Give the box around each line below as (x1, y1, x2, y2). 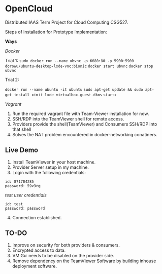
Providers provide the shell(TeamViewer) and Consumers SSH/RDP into (12, 121, 158, 127)
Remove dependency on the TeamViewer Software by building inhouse (12, 258, 156, 264)
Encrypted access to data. (12, 247, 66, 253)
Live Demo (5, 146, 38, 155)
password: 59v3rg (5, 183, 41, 188)
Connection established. (12, 214, 62, 220)
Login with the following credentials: (12, 169, 86, 175)
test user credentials (5, 192, 47, 198)
